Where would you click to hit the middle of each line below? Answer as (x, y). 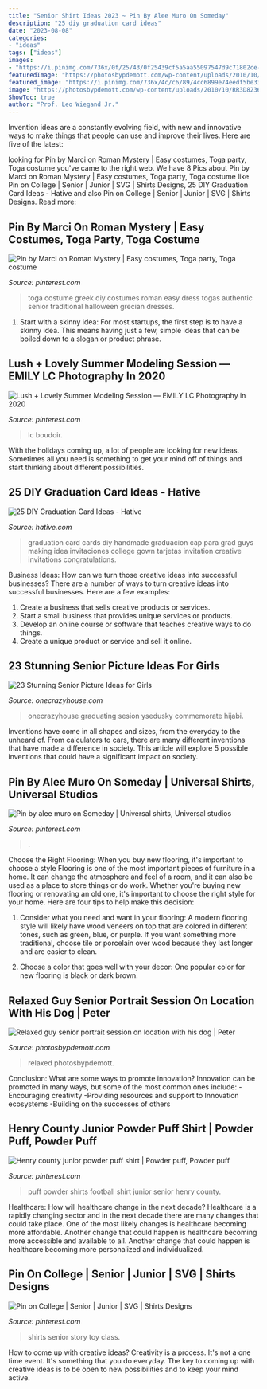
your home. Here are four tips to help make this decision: (101, 902)
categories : (28, 38)
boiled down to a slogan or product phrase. (90, 339)
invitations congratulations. (72, 559)
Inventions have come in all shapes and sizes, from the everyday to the (124, 732)
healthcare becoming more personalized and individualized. (106, 1249)
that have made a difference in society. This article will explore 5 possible (128, 748)
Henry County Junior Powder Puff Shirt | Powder (131, 1129)
